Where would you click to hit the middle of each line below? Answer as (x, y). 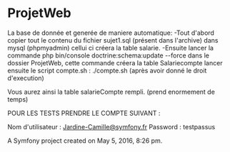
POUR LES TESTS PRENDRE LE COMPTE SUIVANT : (84, 113)
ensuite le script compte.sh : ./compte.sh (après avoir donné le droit (107, 70)
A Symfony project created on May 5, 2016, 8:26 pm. (85, 141)
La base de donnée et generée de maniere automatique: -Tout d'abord (111, 33)
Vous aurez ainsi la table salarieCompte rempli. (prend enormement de (111, 92)
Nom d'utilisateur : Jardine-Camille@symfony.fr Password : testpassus (111, 126)
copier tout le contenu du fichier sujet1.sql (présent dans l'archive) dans (113, 40)
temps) (18, 99)
